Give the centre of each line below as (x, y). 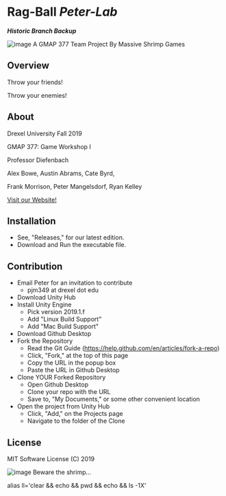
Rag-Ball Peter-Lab (62, 12)
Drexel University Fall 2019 (45, 133)
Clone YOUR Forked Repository (61, 378)
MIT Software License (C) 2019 (51, 459)
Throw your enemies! (37, 95)
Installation (32, 221)
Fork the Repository (45, 341)
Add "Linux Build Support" (64, 319)
